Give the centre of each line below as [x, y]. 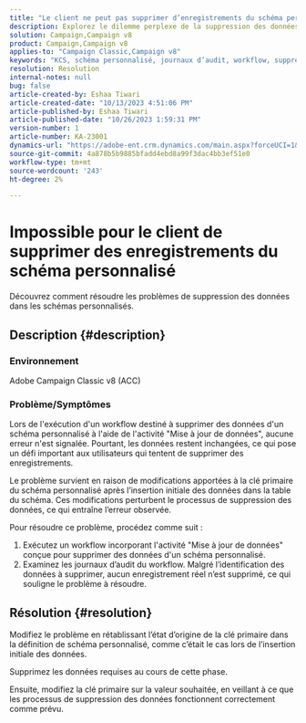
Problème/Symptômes [60, 404]
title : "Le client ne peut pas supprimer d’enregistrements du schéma [146, 18]
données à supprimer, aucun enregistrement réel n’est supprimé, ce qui [157, 574]
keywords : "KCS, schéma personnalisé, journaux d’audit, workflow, [140, 60]
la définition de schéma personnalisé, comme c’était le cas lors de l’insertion [153, 644]
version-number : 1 [44, 129]
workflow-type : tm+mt [51, 162]
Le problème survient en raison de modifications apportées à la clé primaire [152, 481]
